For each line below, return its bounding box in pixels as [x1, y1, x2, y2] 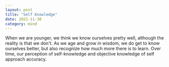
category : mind [5, 21, 37, 26]
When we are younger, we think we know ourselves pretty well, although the [5, 35, 164, 41]
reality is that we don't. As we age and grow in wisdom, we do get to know [5, 40, 160, 46]
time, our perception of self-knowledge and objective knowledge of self [5, 51, 155, 57]
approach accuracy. [5, 56, 47, 62]
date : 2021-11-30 [5, 16, 42, 21]
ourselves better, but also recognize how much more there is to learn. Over [5, 45, 161, 51]
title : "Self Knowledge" [5, 12, 58, 17]
